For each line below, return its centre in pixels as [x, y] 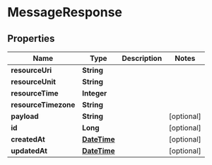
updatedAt [29, 151]
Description [142, 58]
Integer [95, 93]
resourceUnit [34, 82]
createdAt [28, 139]
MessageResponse [65, 12]
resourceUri [31, 70]
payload [25, 116]
